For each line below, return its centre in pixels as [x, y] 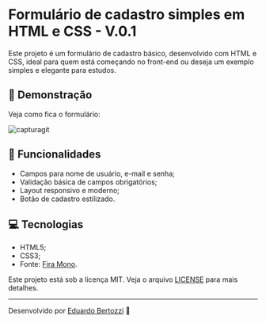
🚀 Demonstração [50, 95]
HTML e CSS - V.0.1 [72, 31]
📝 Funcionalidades [55, 155]
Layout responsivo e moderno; [70, 190]
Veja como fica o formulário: [54, 114]
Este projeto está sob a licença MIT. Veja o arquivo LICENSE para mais [123, 279]
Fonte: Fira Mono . [48, 264]
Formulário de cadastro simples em [127, 15]
